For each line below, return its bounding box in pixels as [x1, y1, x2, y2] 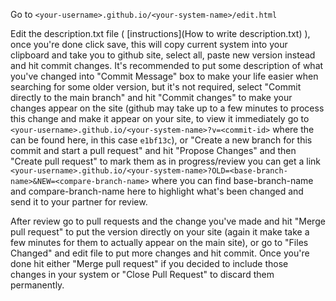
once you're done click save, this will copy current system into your [10, 39, 288, 50]
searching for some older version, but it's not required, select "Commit [10, 81, 302, 93]
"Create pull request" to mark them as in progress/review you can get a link [10, 155, 322, 167]
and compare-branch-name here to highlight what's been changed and [10, 185, 304, 197]
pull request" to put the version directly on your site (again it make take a [10, 226, 310, 238]
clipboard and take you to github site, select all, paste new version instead [10, 49, 316, 61]
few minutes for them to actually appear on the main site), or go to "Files [10, 237, 309, 248]
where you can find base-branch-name [151, 175, 314, 186]
